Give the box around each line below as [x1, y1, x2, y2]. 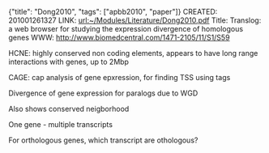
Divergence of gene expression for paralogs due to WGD [8, 88, 199, 98]
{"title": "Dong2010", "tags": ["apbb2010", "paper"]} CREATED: [8, 7, 218, 16]
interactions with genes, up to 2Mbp [8, 57, 130, 66]
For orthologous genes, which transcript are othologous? [8, 135, 199, 145]
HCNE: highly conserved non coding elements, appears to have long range [8, 49, 258, 57]
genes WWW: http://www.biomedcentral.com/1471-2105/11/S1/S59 [8, 32, 230, 42]
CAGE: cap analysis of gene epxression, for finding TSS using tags [8, 73, 231, 82]
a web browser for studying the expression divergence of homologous [8, 24, 244, 33]
